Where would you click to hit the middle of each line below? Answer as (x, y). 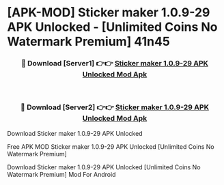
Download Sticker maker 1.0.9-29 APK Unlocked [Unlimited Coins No (104, 167)
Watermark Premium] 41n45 (89, 42)
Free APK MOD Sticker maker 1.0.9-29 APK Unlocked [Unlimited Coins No (111, 146)
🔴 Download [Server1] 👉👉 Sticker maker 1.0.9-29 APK (115, 63)
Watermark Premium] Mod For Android (61, 174)
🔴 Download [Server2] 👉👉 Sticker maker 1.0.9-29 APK (115, 107)
